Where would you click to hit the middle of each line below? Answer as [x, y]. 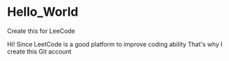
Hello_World [43, 12]
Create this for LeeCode [41, 31]
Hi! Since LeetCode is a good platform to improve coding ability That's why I [115, 44]
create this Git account [40, 51]
